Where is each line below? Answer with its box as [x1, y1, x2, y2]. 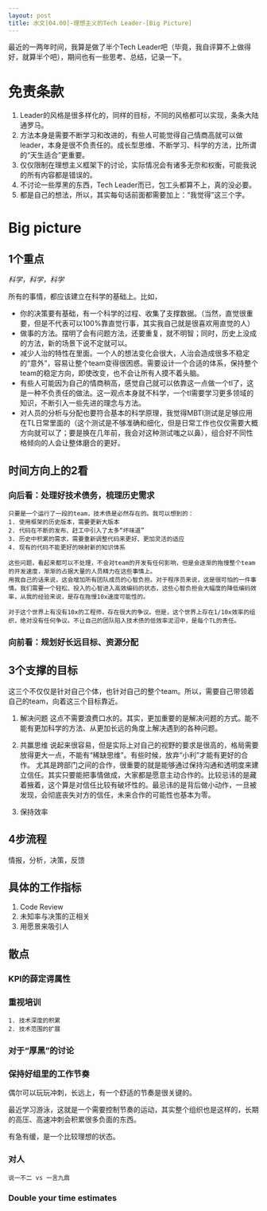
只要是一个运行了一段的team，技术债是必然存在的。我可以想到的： [8, 510, 195, 518]
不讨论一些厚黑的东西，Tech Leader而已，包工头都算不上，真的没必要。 [19, 180, 257, 190]
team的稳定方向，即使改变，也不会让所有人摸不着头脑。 [19, 368, 204, 378]
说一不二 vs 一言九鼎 [8, 1174, 70, 1182]
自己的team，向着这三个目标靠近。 [8, 696, 122, 706]
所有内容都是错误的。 [26, 170, 97, 180]
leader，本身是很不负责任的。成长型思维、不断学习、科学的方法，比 [19, 140, 243, 150]
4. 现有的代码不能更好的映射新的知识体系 [8, 543, 126, 552]
